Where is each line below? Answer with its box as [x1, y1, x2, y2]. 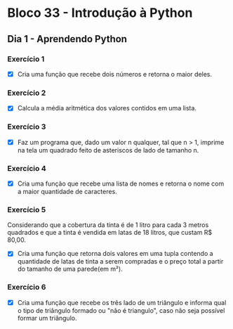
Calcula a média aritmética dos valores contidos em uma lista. [17, 104, 197, 112]
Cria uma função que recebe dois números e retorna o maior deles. [17, 70, 213, 78]
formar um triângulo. [17, 314, 77, 322]
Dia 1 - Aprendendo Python [7, 33, 128, 45]
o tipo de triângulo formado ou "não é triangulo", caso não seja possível [17, 306, 225, 314]
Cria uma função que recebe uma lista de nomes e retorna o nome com [17, 179, 225, 188]
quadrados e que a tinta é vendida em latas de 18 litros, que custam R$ [7, 228, 213, 237]
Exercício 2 [7, 88, 46, 98]
